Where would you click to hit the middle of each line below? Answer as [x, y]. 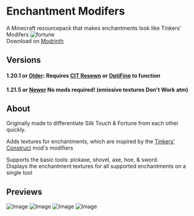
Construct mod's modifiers [40, 148]
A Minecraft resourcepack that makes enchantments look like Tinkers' [94, 28]
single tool [19, 173]
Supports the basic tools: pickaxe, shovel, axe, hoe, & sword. [82, 160]
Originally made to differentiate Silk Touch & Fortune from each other [93, 124]
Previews [24, 192]
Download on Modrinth [35, 41]
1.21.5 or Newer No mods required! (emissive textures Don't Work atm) [97, 89]
